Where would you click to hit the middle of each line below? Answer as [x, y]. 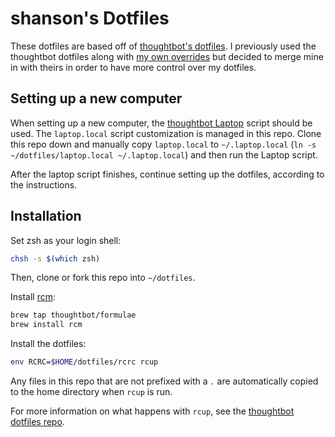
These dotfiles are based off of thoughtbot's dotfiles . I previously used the [163, 46]
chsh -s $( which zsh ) [55, 258]
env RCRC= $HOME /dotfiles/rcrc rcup [84, 362]
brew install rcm [46, 325]
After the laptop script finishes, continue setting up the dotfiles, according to [167, 174]
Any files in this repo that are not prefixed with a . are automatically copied [164, 381]
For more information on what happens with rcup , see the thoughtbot [152, 411]
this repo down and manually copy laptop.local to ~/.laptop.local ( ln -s [163, 144]
